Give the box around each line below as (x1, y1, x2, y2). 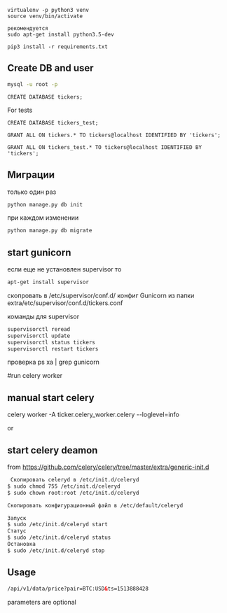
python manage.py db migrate (7, 227, 92, 234)
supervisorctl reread (7, 325, 71, 332)
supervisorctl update (7, 332, 71, 339)
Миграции (7, 169, 55, 181)
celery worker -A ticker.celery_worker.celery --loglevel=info (7, 410, 180, 419)
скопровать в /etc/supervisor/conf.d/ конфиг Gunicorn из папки (7, 291, 195, 300)
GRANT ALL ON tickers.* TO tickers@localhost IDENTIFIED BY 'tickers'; (7, 132, 221, 139)
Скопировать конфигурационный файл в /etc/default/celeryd (7, 502, 184, 509)
